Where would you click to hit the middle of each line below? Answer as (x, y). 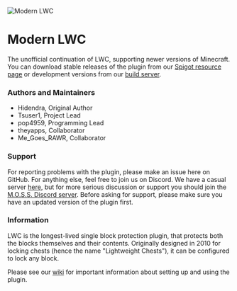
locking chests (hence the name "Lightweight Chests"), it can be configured (118, 251)
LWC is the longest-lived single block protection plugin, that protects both (115, 235)
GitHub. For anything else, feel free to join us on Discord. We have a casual (117, 179)
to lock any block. (33, 258)
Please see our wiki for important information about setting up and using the (119, 272)
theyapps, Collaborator (51, 130)
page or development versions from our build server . (84, 74)
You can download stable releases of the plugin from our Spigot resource (115, 67)
